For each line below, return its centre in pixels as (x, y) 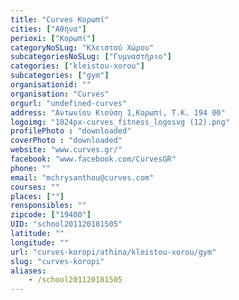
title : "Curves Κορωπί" (60, 19)
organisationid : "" (51, 85)
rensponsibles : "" (48, 206)
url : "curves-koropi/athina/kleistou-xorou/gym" (113, 252)
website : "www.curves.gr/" (66, 150)
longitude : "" (40, 242)
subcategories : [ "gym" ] (60, 76)
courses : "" (35, 187)
